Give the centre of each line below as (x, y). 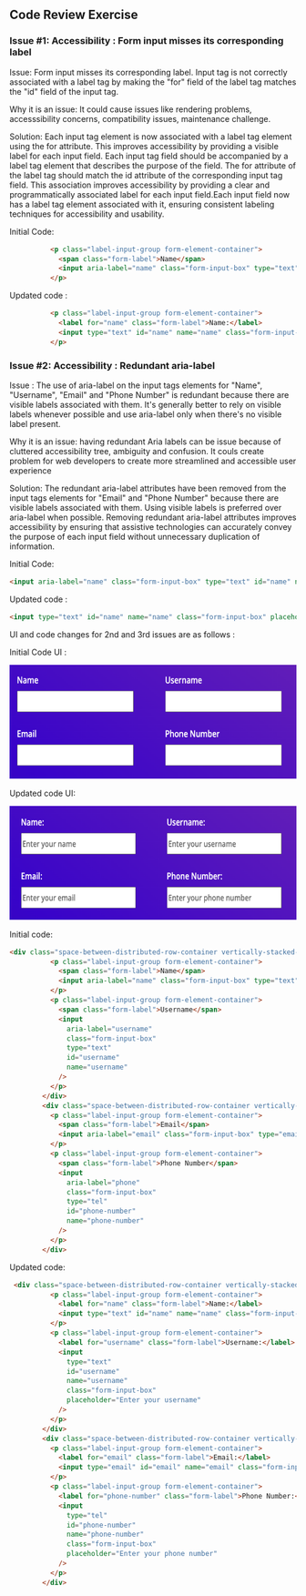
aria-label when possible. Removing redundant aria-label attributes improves (153, 517)
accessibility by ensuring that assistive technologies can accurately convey (151, 526)
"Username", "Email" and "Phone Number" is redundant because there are (149, 394)
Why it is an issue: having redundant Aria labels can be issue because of (145, 442)
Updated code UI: (42, 793)
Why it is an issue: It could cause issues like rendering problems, (131, 109)
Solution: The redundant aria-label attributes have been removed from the (148, 488)
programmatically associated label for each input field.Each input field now (149, 194)
